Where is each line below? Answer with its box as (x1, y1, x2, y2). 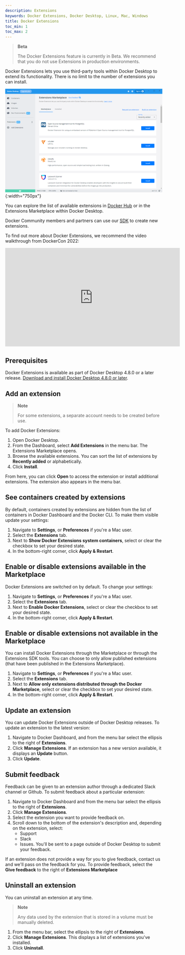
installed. (12, 939, 31, 945)
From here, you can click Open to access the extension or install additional (5, 473, 159, 479)
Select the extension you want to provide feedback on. (12, 814, 125, 820)
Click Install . (12, 463, 38, 470)
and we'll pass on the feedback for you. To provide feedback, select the (5, 861, 153, 867)
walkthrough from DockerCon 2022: (5, 238, 80, 244)
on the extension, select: (12, 825, 63, 831)
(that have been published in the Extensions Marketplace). (5, 661, 125, 667)
